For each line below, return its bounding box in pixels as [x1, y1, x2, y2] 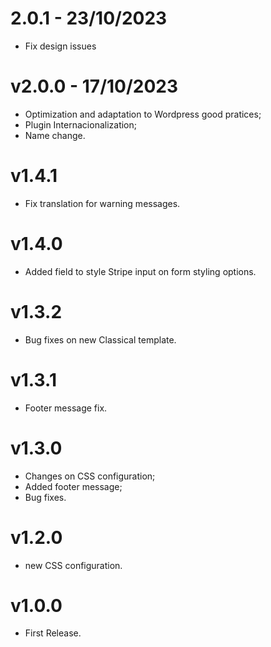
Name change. [24, 129, 86, 141]
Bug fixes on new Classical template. [24, 333, 177, 346]
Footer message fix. [24, 402, 108, 414]
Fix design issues [24, 40, 97, 52]
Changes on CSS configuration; [24, 470, 156, 482]
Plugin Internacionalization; [24, 118, 138, 131]
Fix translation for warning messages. [24, 197, 181, 209]
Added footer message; [24, 480, 123, 492]
